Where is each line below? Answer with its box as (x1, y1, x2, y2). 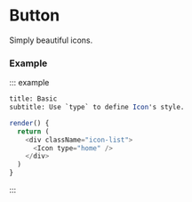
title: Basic (9, 94, 58, 103)
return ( (17, 126, 50, 136)
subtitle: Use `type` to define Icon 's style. (9, 103, 185, 112)
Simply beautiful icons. (9, 35, 93, 45)
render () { (9, 118, 50, 127)
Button (9, 5, 60, 26)
